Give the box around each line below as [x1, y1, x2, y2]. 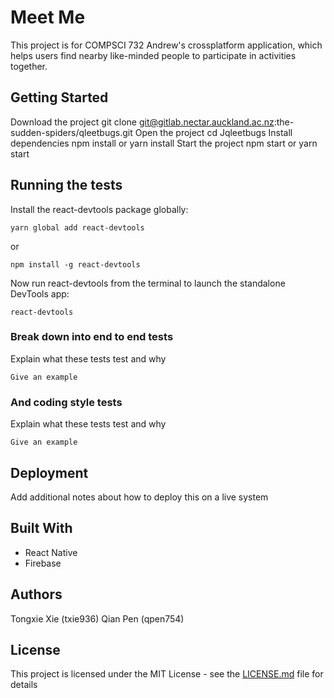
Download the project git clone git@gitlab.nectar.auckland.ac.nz [10, 116, 275, 128]
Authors [10, 586, 63, 603]
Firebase [24, 557, 62, 569]
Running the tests [10, 177, 123, 194]
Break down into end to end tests [10, 330, 174, 344]
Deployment [10, 464, 89, 481]
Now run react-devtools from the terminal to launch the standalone [10, 277, 286, 289]
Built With [10, 520, 73, 537]
